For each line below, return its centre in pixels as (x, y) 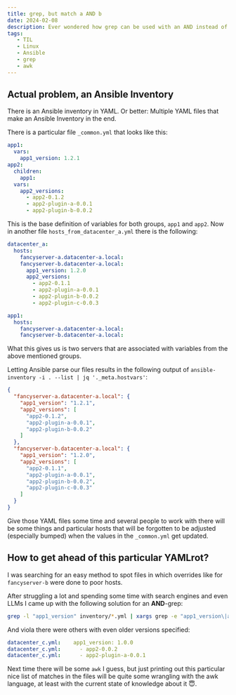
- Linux (28, 46)
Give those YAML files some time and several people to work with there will (116, 521)
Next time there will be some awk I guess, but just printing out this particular (116, 669)
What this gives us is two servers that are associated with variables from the (118, 349)
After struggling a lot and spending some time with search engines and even (118, 596)
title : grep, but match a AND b (54, 14)
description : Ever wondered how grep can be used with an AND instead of (118, 27)
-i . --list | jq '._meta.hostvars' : (93, 377)
